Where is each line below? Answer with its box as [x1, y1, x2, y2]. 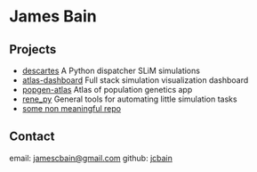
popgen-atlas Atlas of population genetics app [21, 85, 193, 94]
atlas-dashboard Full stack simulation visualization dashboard [21, 75, 249, 86]
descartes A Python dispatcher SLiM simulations [21, 65, 200, 76]
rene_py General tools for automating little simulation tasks [21, 94, 237, 104]
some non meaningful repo [21, 103, 122, 113]
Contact [9, 129, 55, 144]
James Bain [9, 6, 97, 27]
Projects [9, 42, 57, 57]
